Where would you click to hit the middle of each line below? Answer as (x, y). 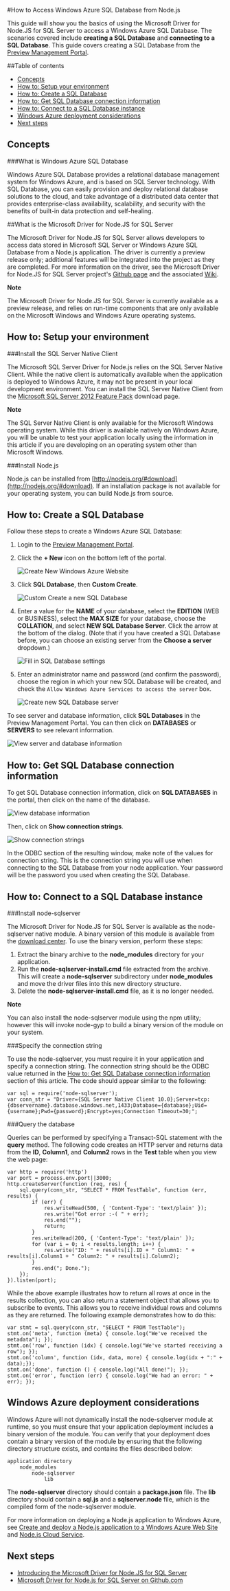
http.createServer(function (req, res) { (67, 1184)
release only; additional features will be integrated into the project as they (111, 259)
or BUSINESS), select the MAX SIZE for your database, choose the (111, 619)
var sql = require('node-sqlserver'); (62, 1094)
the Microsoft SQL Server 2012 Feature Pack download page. (94, 396)
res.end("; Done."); (61, 1269)
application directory (39, 1461)
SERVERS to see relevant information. (61, 730)
